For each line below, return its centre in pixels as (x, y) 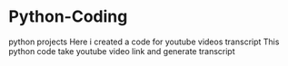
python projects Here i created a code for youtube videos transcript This (144, 42)
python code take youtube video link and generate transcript (122, 51)
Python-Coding (68, 17)
